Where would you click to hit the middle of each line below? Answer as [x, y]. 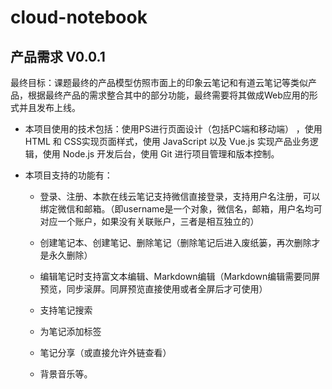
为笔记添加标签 [70, 331]
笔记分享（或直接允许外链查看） [105, 352]
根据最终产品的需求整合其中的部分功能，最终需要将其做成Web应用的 [168, 95]
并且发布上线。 [49, 107]
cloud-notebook [79, 17]
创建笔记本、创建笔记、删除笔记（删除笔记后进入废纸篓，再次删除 [175, 242]
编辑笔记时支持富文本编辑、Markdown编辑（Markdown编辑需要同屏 [180, 276]
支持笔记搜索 [66, 310]
